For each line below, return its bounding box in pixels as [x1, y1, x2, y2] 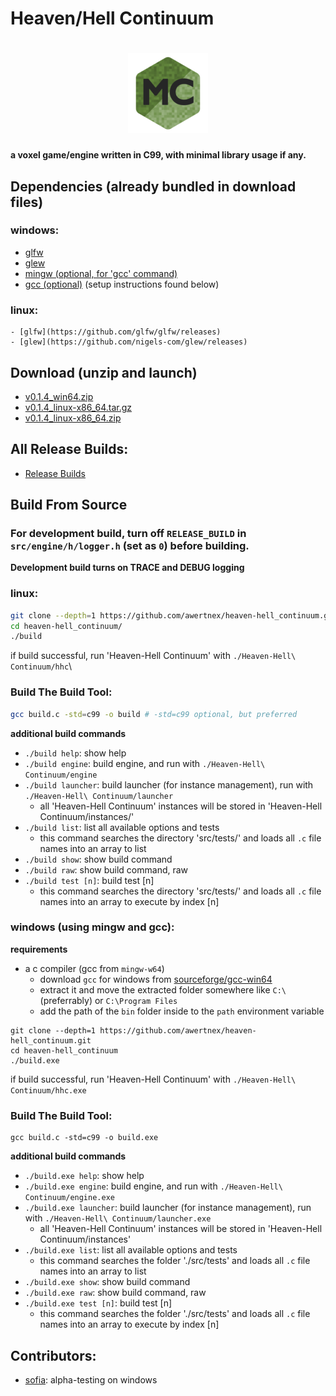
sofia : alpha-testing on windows [24, 1373, 158, 1386]
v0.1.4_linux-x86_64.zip [24, 412, 122, 424]
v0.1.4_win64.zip [24, 390, 94, 402]
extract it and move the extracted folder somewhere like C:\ [39, 983, 287, 996]
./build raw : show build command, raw [24, 863, 189, 876]
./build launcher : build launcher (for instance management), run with [24, 778, 314, 791]
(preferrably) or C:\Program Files [39, 994, 178, 1006]
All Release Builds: [10, 441, 129, 458]
